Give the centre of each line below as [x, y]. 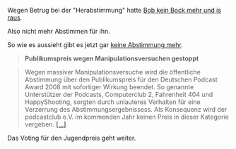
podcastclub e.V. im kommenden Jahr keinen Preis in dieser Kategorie [127, 117]
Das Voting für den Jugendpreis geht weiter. [72, 138]
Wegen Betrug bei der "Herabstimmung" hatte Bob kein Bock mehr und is [114, 10]
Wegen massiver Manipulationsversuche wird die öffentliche [113, 72]
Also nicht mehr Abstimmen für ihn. [59, 31]
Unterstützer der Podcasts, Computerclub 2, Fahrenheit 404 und [119, 95]
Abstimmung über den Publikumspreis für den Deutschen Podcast [121, 79]
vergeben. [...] [45, 124]
